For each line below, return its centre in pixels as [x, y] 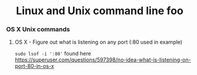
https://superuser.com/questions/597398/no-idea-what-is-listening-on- [103, 60]
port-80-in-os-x [34, 66]
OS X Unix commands [38, 30]
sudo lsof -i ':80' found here [53, 54]
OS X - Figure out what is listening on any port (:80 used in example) [99, 42]
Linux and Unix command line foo [100, 11]
